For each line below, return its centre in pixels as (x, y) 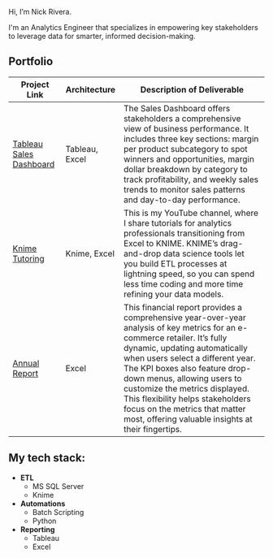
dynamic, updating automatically (185, 348)
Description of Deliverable (192, 89)
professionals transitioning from (184, 233)
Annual (26, 363)
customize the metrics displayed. (186, 388)
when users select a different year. (189, 358)
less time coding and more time (183, 283)
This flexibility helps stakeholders (187, 399)
